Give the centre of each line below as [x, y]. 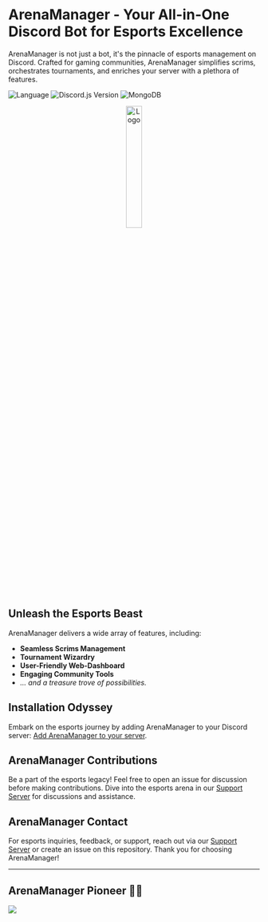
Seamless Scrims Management [73, 648]
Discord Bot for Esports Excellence [126, 32]
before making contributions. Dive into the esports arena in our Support [126, 788]
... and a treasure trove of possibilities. [83, 682]
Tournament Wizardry [57, 657]
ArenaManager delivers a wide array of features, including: [105, 633]
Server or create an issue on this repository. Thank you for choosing [120, 849]
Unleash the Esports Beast [76, 614]
